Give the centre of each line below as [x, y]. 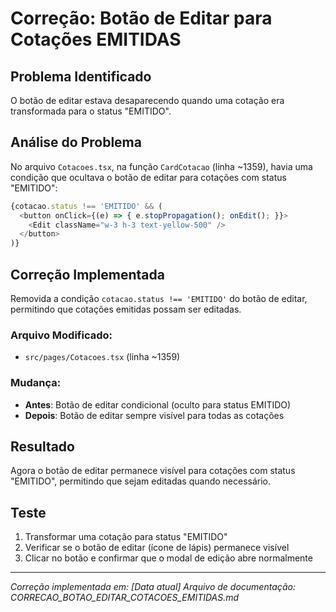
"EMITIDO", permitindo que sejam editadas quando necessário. [141, 481]
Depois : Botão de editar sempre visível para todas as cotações [154, 415]
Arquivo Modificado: [61, 335]
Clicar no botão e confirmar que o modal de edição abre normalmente [168, 558]
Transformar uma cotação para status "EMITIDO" [126, 537]
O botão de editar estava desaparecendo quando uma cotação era [147, 100]
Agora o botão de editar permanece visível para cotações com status [153, 471]
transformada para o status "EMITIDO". [91, 111]
